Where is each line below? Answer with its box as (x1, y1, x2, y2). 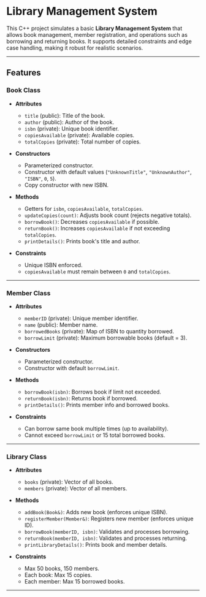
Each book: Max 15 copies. (24, 571, 93, 579)
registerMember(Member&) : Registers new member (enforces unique (24, 515, 194, 522)
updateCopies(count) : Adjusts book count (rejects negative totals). (24, 211, 192, 219)
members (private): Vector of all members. (24, 485, 128, 492)
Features (6, 67, 41, 78)
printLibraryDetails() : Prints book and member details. (24, 541, 167, 549)
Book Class (6, 86, 41, 94)
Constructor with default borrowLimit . (24, 364, 120, 371)
